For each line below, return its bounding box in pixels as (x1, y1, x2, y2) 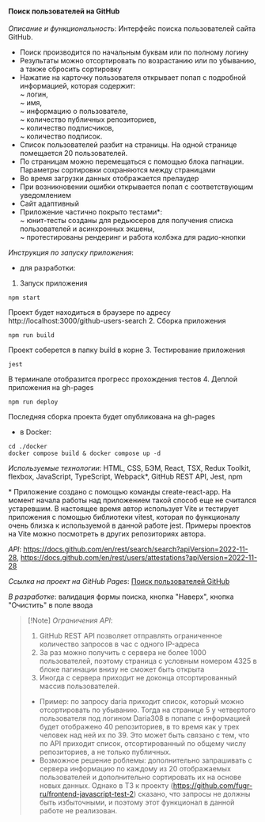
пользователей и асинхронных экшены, (19, 224, 155, 233)
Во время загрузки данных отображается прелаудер (19, 174, 199, 184)
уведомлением (19, 191, 71, 200)
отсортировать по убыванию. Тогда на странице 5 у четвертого (39, 705, 256, 715)
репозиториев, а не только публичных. (39, 748, 172, 757)
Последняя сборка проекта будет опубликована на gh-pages (8, 412, 216, 422)
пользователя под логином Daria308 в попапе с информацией (39, 714, 251, 723)
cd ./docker (8, 443, 47, 451)
